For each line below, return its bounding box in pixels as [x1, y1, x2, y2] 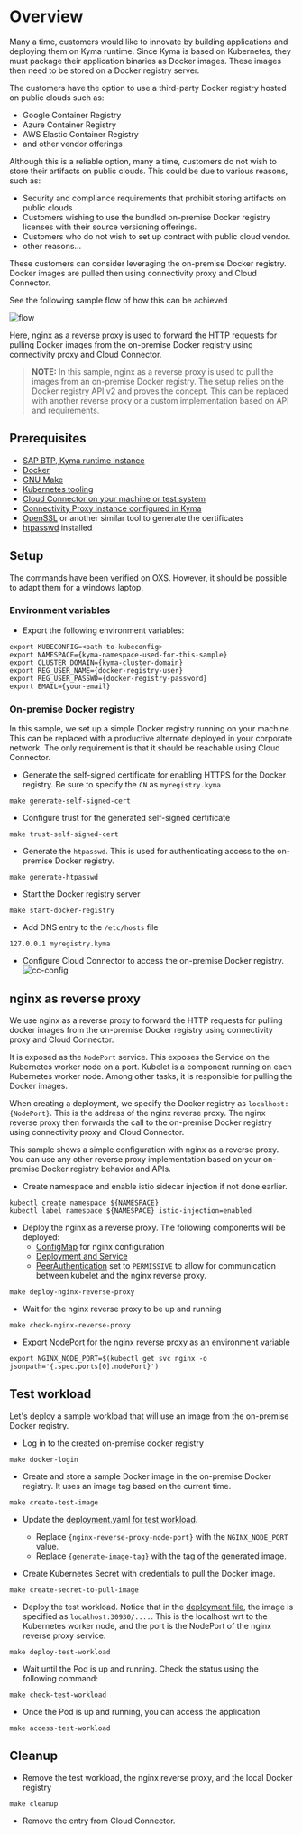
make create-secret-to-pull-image [9, 1585, 140, 1595]
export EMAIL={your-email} [9, 682, 111, 691]
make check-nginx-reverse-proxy [9, 1320, 131, 1329]
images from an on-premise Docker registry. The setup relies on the [31, 376, 284, 387]
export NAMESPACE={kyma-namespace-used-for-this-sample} [9, 650, 228, 659]
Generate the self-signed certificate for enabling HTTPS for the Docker [22, 769, 287, 780]
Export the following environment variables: [22, 625, 185, 636]
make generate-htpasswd [9, 873, 99, 882]
